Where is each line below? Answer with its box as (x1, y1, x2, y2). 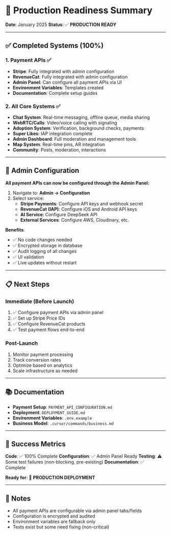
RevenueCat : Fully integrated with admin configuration (12, 73, 128, 80)
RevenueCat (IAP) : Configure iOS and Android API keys (20, 206, 137, 212)
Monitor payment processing (12, 351, 74, 358)
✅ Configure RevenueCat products (12, 321, 85, 327)
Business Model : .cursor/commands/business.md (12, 420, 114, 426)
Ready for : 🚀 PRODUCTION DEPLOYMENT (5, 474, 96, 481)
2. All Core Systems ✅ (5, 103, 61, 110)
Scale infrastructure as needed (12, 367, 78, 374)
